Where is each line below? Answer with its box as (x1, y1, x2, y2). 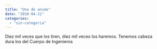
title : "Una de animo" (5, 7, 51, 12)
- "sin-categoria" (9, 20, 47, 25)
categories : (5, 16, 29, 21)
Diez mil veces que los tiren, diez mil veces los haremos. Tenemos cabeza (5, 34, 153, 39)
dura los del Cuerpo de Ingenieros (5, 39, 73, 45)
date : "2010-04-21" (5, 12, 44, 16)
